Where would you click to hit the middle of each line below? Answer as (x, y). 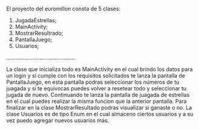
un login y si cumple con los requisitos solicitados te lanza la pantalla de (96, 76)
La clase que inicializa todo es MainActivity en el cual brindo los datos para (99, 69)
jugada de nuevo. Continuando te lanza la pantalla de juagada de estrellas (98, 95)
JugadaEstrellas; (36, 20)
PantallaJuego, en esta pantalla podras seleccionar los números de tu (93, 82)
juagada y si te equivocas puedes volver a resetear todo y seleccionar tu (96, 88)
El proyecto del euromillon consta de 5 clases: (63, 9)
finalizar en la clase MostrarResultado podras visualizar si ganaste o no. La (99, 107)
